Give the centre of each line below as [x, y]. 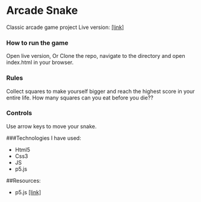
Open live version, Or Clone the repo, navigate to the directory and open [96, 56]
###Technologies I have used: [44, 138]
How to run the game [37, 43]
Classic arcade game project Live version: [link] [65, 27]
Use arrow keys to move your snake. [51, 126]
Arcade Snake [42, 11]
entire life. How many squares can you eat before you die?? [80, 98]
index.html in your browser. [40, 62]
